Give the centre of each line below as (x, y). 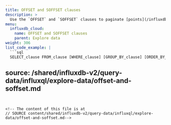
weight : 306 (18, 43)
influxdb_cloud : (27, 29)
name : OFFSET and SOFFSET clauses (51, 33)
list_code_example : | (28, 48)
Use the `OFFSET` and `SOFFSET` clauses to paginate (67, 19)
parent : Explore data (37, 38)
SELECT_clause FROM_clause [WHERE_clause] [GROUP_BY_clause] (76, 57)
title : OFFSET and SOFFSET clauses (43, 10)
